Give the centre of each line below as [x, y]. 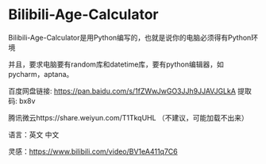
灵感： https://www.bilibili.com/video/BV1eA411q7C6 [93, 151]
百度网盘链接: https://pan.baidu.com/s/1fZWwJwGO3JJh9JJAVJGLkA [122, 91]
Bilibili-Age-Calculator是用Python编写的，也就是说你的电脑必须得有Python [130, 37]
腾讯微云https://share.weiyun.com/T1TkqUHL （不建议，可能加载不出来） [128, 117]
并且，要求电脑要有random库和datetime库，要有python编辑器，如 [116, 64]
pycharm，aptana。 [41, 74]
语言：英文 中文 [34, 134]
